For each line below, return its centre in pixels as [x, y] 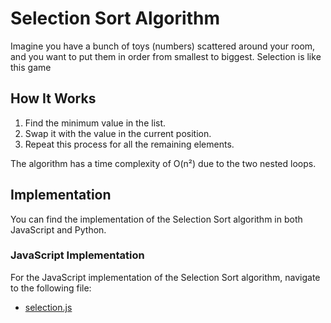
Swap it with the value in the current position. [118, 133]
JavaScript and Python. [58, 229]
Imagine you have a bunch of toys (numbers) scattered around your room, [163, 46]
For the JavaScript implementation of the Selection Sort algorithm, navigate [165, 277]
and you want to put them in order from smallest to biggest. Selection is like [166, 56]
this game [31, 67]
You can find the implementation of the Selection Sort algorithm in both [156, 219]
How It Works [53, 98]
